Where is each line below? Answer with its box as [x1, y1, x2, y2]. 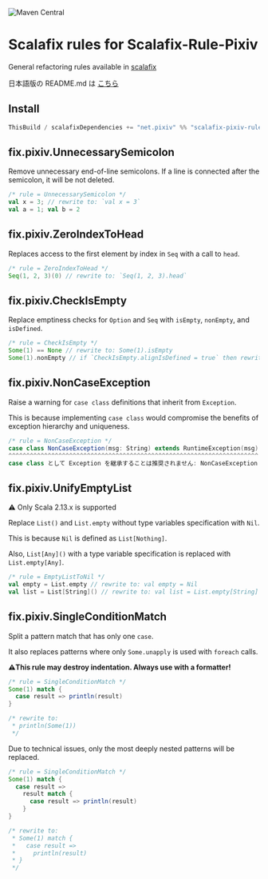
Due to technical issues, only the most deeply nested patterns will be [8, 744, 235, 753]
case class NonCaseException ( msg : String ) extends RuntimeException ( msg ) [8, 444, 259, 452]
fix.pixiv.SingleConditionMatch [8, 610, 167, 624]
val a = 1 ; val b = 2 [8, 206, 81, 214]
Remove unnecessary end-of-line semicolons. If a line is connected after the [8, 166, 260, 176]
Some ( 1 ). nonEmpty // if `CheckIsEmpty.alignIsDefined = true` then [8, 354, 238, 362]
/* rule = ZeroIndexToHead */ [8, 264, 109, 272]
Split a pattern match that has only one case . [8, 631, 154, 641]
